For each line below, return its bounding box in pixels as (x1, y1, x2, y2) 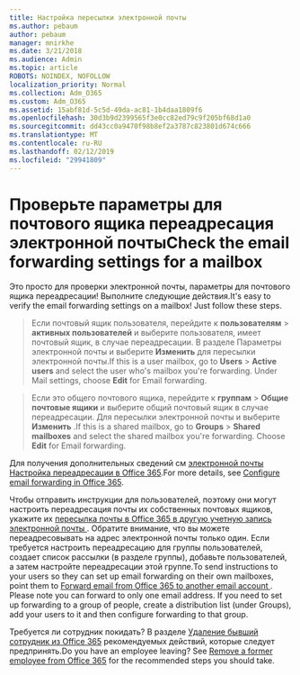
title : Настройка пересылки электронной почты (9, 13, 187, 22)
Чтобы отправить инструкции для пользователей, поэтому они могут (9, 494, 277, 505)
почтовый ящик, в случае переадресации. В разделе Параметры (31, 337, 282, 347)
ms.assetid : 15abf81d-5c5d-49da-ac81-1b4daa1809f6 (9, 105, 203, 114)
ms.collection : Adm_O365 (9, 88, 102, 97)
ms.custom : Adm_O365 (9, 96, 87, 106)
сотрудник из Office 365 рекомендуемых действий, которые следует (9, 636, 276, 647)
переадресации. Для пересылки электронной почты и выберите (31, 411, 280, 423)
